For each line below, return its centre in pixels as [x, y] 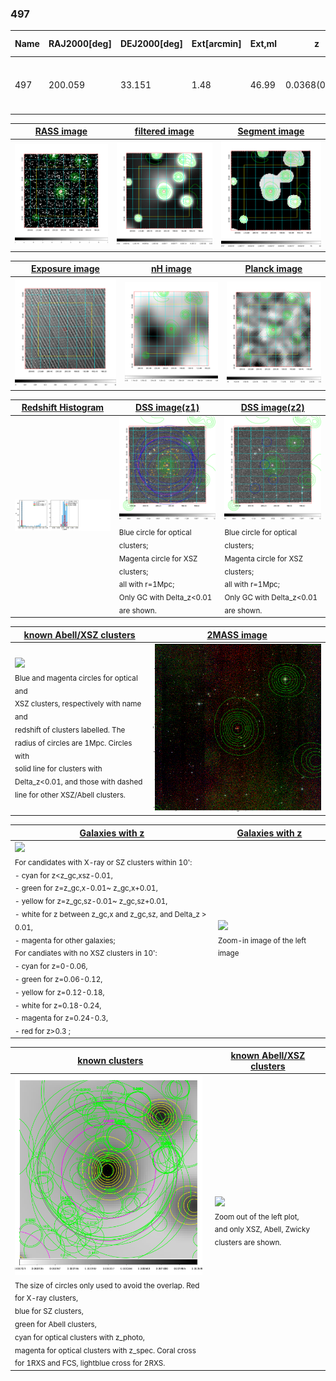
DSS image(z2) [272, 408]
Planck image [273, 269]
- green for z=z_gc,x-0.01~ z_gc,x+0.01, [86, 888]
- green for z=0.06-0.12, [58, 979]
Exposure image [65, 269]
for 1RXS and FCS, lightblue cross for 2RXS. [90, 1363]
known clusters [110, 1061]
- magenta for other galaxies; [65, 940]
